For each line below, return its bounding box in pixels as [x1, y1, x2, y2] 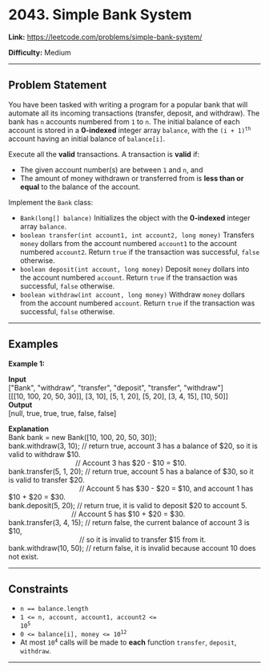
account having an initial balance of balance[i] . [8, 134, 166, 143]
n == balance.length [19, 605, 89, 613]
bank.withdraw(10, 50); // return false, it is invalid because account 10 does [8, 543, 256, 552]
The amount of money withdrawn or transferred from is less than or [19, 173, 244, 183]
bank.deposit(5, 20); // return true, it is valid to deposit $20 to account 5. [8, 500, 248, 510]
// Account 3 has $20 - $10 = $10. [74, 458, 187, 467]
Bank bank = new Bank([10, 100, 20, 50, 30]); [8, 432, 158, 442]
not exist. [8, 552, 39, 561]
